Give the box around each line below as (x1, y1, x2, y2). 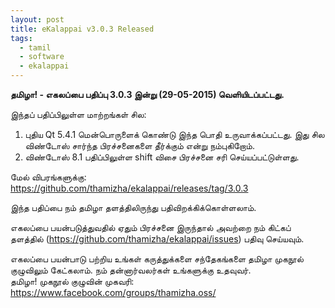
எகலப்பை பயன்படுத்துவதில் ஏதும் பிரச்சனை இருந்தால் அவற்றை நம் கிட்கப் (10, 222, 292, 233)
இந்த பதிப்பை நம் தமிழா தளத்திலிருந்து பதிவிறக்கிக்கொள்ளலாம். (10, 202, 257, 213)
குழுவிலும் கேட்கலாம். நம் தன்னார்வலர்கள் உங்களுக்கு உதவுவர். (10, 264, 252, 276)
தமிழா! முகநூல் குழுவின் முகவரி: (10, 276, 135, 287)
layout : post (10, 14, 65, 25)
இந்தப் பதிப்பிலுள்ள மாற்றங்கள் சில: (10, 109, 147, 120)
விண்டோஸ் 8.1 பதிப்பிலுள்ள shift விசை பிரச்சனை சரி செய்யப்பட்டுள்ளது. (24, 151, 300, 163)
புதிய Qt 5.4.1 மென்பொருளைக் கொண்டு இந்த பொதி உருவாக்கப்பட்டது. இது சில (24, 129, 325, 140)
